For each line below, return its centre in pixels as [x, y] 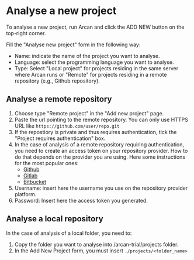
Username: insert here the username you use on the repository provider [101, 188]
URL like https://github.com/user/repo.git [67, 126]
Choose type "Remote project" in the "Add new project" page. [89, 113]
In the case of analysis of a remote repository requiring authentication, [99, 144]
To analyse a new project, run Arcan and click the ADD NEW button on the [95, 27]
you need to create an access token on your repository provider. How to [101, 150]
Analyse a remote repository [59, 99]
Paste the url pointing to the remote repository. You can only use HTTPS [101, 119]
